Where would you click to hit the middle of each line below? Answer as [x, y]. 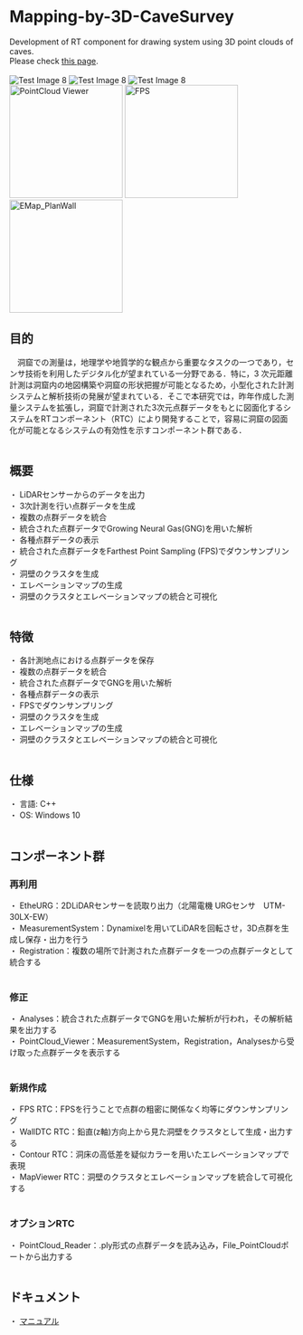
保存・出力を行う [57, 939]
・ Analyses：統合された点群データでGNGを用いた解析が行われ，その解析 [147, 1018]
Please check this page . [54, 61]
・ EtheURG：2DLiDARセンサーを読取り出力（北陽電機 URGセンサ [133, 905]
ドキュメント [45, 1297]
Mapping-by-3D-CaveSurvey [122, 17]
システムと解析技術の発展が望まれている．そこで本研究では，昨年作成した [148, 396]
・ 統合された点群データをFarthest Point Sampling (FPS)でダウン [130, 551]
